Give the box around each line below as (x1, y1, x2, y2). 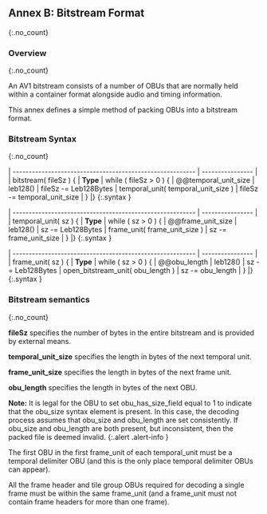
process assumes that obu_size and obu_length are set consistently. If (8, 415, 238, 425)
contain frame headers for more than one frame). (8, 496, 170, 506)
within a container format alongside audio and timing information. (8, 89, 223, 99)
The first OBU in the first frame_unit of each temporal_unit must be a (8, 447, 233, 457)
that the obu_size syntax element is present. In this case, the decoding (8, 406, 240, 416)
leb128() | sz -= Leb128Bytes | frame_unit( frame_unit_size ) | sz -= (8, 225, 227, 235)
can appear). (8, 465, 50, 474)
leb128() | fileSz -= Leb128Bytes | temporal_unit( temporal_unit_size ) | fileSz (8, 184, 259, 194)
